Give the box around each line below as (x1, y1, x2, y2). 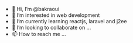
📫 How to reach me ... (11, 31, 66, 37)
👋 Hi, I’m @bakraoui (11, 6, 60, 12)
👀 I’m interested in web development (11, 12, 100, 19)
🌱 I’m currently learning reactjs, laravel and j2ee (11, 18, 127, 24)
